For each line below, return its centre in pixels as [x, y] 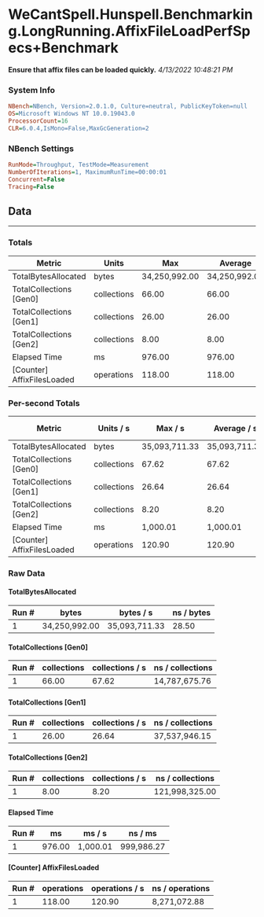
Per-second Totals [44, 403]
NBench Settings [41, 149]
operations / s [118, 889]
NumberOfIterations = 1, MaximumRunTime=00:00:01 [88, 172]
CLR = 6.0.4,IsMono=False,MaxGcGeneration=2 [79, 128]
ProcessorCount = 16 [38, 121]
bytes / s [136, 613]
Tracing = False [31, 186]
